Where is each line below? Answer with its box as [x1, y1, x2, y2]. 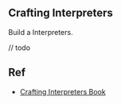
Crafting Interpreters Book [19, 87, 106, 96]
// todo [8, 43, 30, 52]
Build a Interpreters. [8, 27, 73, 37]
